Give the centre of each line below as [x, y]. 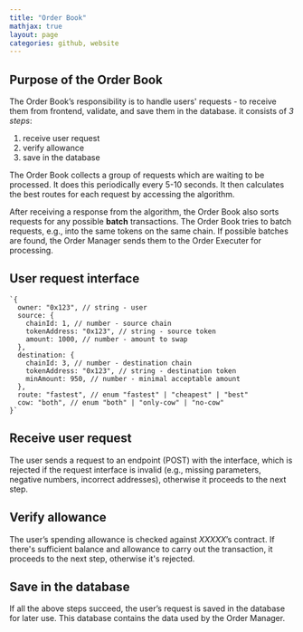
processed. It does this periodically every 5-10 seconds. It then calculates [147, 185]
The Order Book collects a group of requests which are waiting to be [137, 175]
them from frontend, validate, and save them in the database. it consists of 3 [151, 111]
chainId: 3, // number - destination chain [109, 363]
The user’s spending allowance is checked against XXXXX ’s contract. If [142, 539]
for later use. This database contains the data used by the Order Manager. [147, 618]
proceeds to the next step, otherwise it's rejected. [102, 559]
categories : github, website [64, 43]
